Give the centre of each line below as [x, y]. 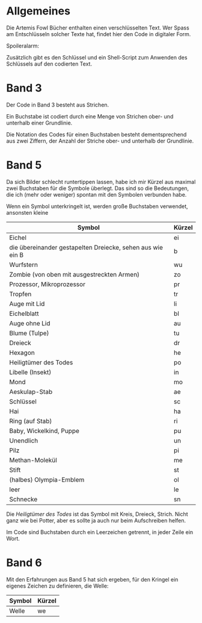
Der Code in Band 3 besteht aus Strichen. [58, 105]
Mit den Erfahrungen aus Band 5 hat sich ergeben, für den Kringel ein [92, 579]
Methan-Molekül [33, 460]
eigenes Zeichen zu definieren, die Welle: [57, 586]
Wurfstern [23, 265]
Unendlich [24, 440]
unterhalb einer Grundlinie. [39, 123]
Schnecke [23, 499]
